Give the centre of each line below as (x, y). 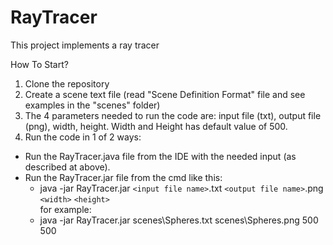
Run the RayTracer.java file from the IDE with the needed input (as (160, 156)
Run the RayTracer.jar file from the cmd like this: (123, 177)
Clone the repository (67, 83)
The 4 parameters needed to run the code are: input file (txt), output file (173, 115)
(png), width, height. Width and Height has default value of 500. (156, 126)
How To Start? (39, 64)
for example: (65, 209)
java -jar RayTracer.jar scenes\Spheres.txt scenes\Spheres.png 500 (179, 220)
